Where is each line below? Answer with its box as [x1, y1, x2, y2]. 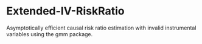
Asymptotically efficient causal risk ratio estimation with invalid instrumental [6, 24, 197, 31]
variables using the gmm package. [6, 30, 93, 37]
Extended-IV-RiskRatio [6, 4, 125, 18]
